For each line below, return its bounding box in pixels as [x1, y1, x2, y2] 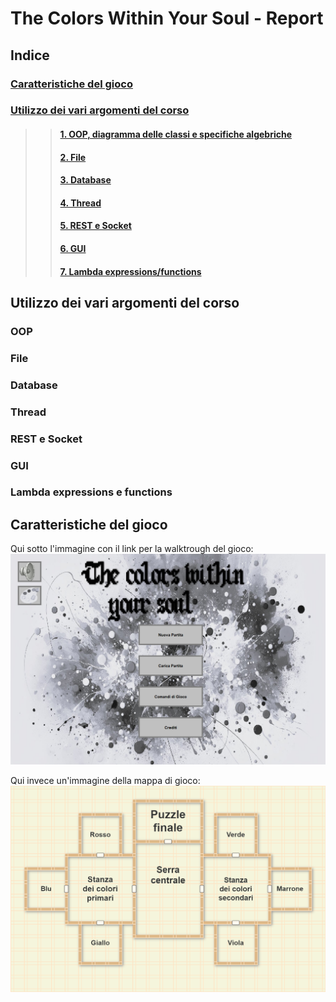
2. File [59, 151, 87, 163]
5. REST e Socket [59, 220, 132, 232]
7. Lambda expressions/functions [59, 265, 202, 277]
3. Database [59, 174, 112, 186]
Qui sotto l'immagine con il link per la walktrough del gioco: [10, 543, 254, 555]
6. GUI [59, 242, 87, 254]
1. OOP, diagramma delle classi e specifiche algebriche [59, 128, 292, 141]
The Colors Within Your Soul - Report [10, 7, 324, 30]
